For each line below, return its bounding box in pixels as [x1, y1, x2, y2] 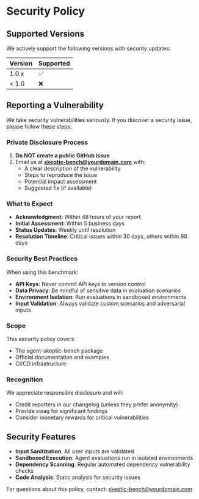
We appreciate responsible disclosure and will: [6, 389, 124, 397]
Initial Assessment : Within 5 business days [15, 220, 125, 227]
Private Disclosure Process [6, 138, 89, 146]
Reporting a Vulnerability [6, 100, 104, 110]
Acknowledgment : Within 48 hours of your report [15, 214, 142, 221]
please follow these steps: [6, 123, 72, 130]
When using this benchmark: [6, 268, 79, 276]
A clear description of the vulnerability [24, 165, 121, 172]
